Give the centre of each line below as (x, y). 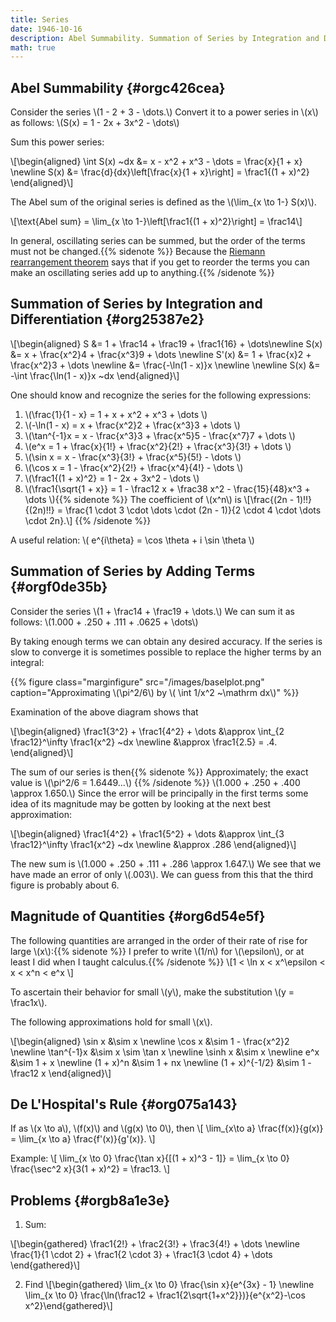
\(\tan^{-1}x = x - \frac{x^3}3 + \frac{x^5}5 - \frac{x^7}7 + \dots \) (160, 435)
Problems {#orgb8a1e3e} (90, 1200)
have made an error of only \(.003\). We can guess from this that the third (162, 874)
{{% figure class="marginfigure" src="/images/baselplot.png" (137, 682)
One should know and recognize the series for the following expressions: (161, 395)
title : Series (40, 19)
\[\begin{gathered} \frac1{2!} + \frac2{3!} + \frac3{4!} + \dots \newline (155, 1244)
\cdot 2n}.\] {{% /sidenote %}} (88, 520)
